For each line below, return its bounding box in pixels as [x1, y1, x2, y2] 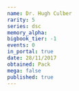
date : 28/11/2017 [7, 55, 57, 62]
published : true [7, 73, 54, 81]
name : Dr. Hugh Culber [7, 10, 72, 17]
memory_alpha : [7, 29, 48, 36]
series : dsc [7, 23, 41, 29]
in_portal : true [7, 49, 54, 55]
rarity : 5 [7, 16, 36, 23]
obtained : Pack [7, 61, 51, 68]
